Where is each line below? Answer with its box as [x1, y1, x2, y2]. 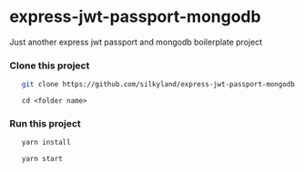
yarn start [21, 155, 64, 164]
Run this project [9, 117, 82, 130]
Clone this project [9, 59, 90, 72]
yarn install [21, 138, 71, 147]
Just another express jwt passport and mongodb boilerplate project [9, 36, 263, 47]
